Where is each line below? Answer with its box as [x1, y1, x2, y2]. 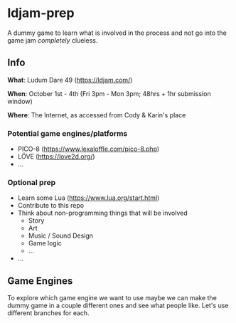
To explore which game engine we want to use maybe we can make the [7, 294, 217, 302]
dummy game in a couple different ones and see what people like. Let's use [7, 301, 229, 310]
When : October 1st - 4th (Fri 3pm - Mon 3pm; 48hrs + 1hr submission [7, 89, 211, 97]
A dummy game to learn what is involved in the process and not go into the [7, 28, 227, 37]
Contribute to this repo [17, 201, 84, 210]
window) [7, 97, 33, 105]
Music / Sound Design [28, 231, 94, 240]
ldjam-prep [7, 5, 75, 21]
